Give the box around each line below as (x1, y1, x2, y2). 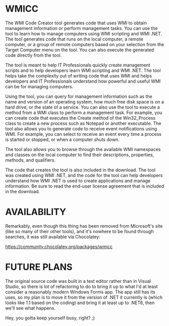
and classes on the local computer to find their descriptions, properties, (5, 152, 154, 158)
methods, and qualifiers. (5, 157, 56, 163)
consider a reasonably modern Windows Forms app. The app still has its (5, 288, 155, 295)
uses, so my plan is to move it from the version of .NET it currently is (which (5, 294, 163, 300)
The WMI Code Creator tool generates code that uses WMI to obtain (5, 20, 147, 26)
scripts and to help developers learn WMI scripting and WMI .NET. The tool (5, 67, 161, 74)
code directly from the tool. (5, 52, 62, 58)
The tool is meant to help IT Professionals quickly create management (5, 62, 150, 68)
